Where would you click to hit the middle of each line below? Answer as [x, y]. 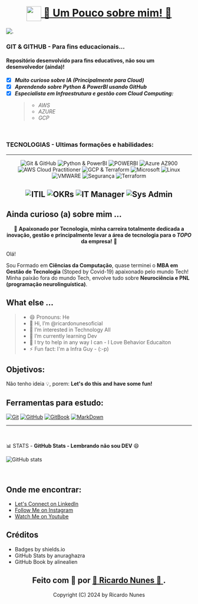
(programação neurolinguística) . [47, 284]
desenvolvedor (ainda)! [35, 67]
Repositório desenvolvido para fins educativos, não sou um [80, 61]
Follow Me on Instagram [44, 510]
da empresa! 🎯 [99, 241]
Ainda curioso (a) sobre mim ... [64, 214]
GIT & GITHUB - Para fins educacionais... [66, 46]
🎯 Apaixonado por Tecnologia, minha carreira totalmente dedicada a [99, 228]
